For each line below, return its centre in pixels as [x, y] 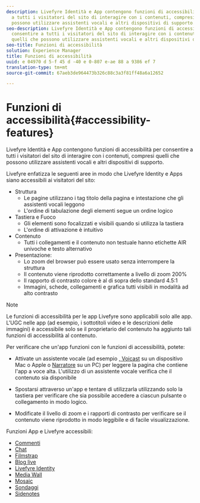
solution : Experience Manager [44, 51]
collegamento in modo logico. [51, 402]
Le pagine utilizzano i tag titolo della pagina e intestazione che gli [104, 198]
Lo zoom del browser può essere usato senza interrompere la [99, 262]
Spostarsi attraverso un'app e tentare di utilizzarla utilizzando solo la [99, 389]
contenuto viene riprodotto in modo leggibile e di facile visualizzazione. [102, 420]
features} [30, 133]
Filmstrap [26, 456]
